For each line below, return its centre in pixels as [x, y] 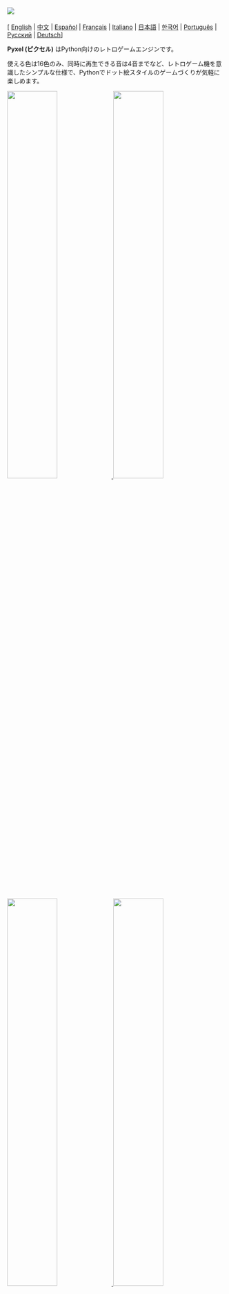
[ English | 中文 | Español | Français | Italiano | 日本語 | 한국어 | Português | [112, 27]
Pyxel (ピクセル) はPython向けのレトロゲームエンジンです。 [92, 49]
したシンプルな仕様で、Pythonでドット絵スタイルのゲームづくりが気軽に [117, 72]
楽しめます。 [25, 81]
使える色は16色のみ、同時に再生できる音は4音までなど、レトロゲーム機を [111, 63]
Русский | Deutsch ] [35, 35]
